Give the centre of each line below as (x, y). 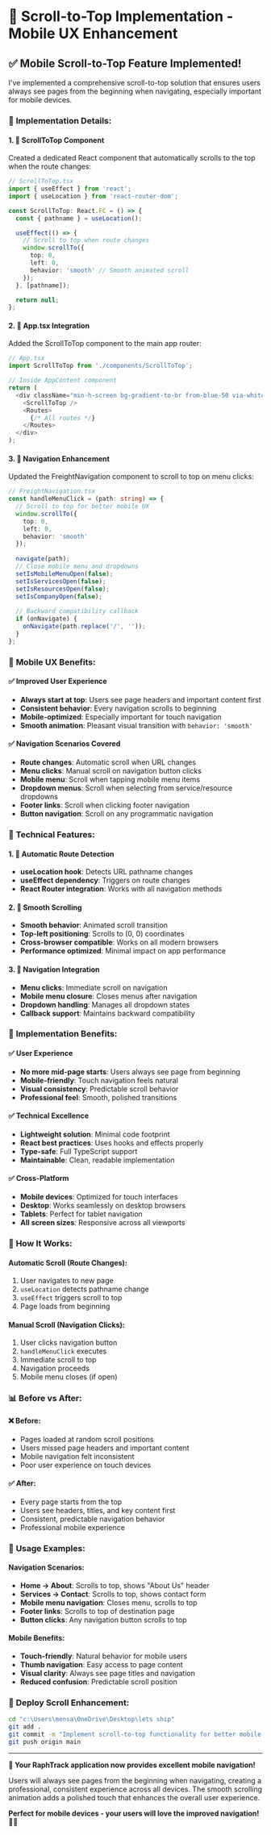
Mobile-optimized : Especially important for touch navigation (121, 716)
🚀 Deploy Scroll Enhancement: (69, 1703)
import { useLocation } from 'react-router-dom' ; (94, 196)
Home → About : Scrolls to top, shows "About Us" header (115, 1585)
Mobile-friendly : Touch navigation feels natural (99, 1080)
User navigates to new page (67, 1281)
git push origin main (45, 1741)
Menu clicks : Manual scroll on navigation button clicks (110, 770)
